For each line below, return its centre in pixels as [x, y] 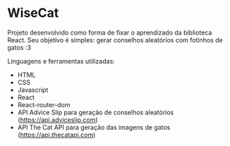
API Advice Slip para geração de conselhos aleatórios [96, 112]
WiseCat [33, 13]
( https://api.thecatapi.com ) [56, 135]
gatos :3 [19, 47]
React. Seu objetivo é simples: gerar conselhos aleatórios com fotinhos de [115, 39]
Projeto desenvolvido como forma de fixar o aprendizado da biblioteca [110, 32]
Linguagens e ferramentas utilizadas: [61, 61]
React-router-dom [44, 104]
